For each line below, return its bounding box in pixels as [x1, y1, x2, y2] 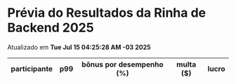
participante [11, 64, 53, 73]
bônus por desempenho [81, 59, 164, 69]
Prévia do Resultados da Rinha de [7, 5, 206, 21]
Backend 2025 [7, 20, 94, 36]
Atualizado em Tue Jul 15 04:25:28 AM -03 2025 [7, 43, 151, 51]
